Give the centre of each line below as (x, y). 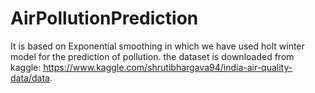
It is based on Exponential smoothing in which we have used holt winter (157, 46)
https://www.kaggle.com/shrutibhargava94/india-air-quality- (168, 67)
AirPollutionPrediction (104, 18)
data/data (30, 78)
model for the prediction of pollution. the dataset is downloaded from (152, 56)
